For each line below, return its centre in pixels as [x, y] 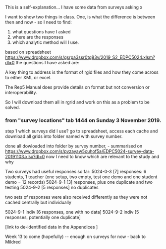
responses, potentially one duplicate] [43, 217]
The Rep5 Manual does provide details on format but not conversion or [77, 87]
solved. [13, 107]
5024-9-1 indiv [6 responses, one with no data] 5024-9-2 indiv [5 [72, 212]
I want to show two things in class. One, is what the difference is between [80, 17]
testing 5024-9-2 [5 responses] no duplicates [52, 187]
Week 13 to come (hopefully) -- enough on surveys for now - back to [76, 237]
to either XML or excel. [28, 77]
